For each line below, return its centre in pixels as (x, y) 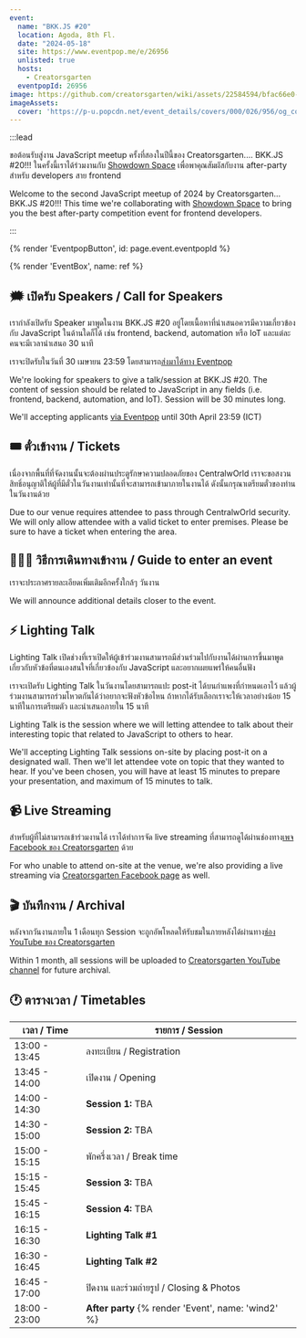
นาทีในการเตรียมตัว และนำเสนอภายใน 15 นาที (79, 706)
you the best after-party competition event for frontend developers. (136, 213)
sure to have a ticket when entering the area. (93, 532)
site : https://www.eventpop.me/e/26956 (93, 52)
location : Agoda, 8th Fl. (67, 35)
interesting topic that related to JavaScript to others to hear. (122, 734)
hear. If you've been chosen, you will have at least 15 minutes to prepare (145, 771)
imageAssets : (34, 103)
